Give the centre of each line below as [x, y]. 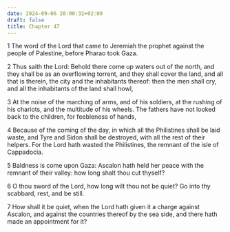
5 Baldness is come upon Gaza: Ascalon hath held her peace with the [106, 166]
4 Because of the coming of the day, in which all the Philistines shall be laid [114, 130]
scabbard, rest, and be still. [46, 193]
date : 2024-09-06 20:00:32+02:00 [55, 13]
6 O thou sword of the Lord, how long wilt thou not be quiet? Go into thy [109, 186]
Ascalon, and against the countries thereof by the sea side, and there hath [112, 214]
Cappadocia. [25, 152]
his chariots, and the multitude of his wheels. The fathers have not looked [111, 109]
